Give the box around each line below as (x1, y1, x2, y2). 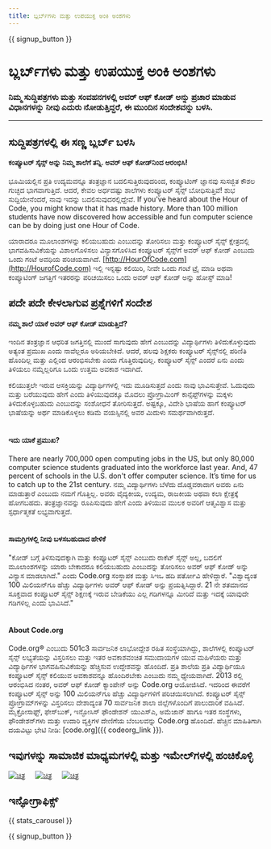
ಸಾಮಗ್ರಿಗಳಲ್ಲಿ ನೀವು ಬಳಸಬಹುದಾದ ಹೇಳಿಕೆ (8, 534, 106, 544)
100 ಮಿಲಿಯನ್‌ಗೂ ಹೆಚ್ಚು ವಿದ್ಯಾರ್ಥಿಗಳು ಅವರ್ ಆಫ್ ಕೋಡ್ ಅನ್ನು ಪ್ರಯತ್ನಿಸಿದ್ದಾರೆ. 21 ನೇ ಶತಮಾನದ (8, 580, 248, 589)
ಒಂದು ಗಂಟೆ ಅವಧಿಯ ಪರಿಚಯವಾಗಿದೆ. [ (8, 254, 106, 264)
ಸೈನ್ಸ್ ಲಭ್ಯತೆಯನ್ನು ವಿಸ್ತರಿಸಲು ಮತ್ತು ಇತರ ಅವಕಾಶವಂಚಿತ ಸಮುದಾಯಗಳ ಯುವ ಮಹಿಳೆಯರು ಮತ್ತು (8, 652, 242, 662)
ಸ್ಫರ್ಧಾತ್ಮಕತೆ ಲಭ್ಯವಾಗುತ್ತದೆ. (8, 506, 73, 516)
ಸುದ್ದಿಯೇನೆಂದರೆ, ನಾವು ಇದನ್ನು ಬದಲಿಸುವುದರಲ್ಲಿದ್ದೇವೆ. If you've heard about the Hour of (8, 194, 248, 204)
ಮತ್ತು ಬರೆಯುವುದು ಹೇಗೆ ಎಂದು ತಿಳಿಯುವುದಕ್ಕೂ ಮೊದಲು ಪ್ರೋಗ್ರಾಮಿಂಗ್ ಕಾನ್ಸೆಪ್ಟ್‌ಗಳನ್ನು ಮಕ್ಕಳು (8, 389, 234, 399)
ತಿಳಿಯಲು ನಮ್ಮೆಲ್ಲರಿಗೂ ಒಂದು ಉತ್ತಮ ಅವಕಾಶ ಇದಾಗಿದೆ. (8, 364, 144, 374)
